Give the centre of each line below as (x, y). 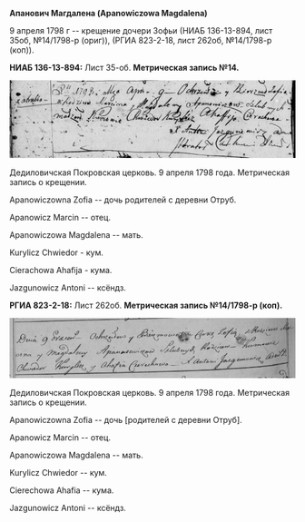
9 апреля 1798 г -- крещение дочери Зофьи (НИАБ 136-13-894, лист (141, 30)
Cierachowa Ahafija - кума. (61, 270)
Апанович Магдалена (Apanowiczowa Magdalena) (108, 13)
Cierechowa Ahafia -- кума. (62, 490)
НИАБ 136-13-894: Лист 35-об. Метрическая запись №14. (124, 68)
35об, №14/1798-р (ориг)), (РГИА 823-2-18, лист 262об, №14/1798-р (141, 40)
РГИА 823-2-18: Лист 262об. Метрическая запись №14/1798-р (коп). (146, 305)
